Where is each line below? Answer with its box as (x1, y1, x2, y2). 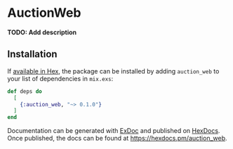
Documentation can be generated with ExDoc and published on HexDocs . (7, 127, 220, 135)
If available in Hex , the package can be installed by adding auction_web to (7, 66, 220, 75)
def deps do (7, 87, 42, 95)
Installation (7, 48, 58, 60)
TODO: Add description (7, 28, 77, 36)
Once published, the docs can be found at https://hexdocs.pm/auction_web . (7, 134, 227, 143)
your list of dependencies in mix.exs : (7, 74, 114, 83)
